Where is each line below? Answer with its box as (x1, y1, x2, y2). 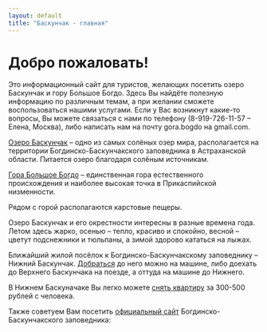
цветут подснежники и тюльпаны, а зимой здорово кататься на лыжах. (8, 235, 253, 244)
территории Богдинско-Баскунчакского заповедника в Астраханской (8, 146, 246, 156)
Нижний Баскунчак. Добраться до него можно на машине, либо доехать (8, 259, 257, 268)
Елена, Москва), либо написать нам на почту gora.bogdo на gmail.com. (8, 122, 251, 132)
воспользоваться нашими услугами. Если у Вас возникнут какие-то (8, 105, 241, 115)
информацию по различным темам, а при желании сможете (8, 97, 214, 106)
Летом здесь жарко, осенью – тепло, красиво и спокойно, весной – (8, 227, 240, 236)
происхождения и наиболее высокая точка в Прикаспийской (8, 179, 217, 188)
